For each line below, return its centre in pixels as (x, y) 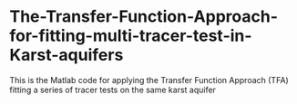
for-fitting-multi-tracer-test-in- (131, 36)
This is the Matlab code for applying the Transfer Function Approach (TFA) (149, 80)
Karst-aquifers (67, 55)
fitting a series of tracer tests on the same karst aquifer (113, 90)
